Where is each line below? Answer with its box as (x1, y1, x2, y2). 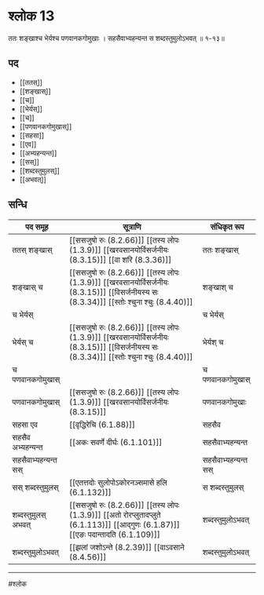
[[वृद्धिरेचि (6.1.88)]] (69, 419, 136, 430)
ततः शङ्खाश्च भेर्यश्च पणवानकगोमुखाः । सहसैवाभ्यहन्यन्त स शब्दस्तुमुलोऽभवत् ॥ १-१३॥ (8, 33, 225, 42)
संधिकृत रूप (210, 221, 245, 232)
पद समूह (24, 221, 49, 232)
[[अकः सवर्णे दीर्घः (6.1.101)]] (69, 436, 163, 447)
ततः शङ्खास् (202, 244, 240, 255)
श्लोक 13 (8, 7, 55, 25)
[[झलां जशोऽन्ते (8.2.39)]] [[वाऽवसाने (69, 542, 185, 553)
